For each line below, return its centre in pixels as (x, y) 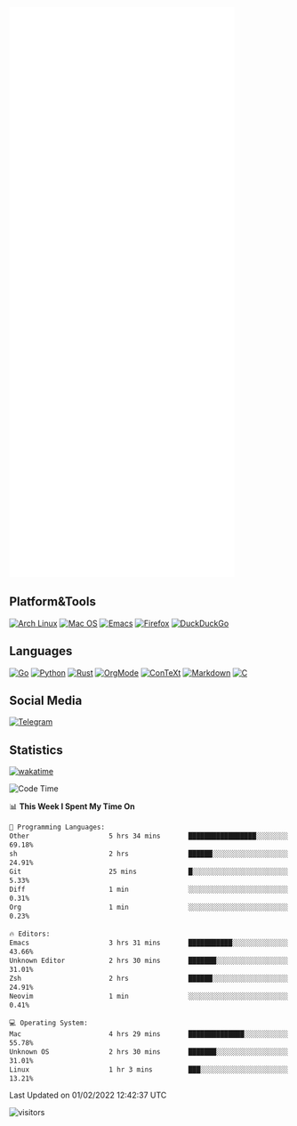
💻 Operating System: (49, 1023)
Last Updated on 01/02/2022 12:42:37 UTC (88, 1095)
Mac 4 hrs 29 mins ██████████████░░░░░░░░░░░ (149, 1034)
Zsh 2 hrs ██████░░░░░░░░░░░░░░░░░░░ (149, 979)
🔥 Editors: (30, 934)
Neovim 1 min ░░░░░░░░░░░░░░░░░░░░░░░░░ (149, 996)
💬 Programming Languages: (57, 827)
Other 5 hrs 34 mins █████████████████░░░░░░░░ (149, 836)
